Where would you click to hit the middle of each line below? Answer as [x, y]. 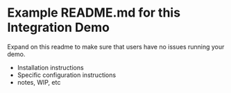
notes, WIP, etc [39, 82]
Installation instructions [51, 67]
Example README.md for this [94, 13]
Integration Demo [58, 27]
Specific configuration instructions [67, 75]
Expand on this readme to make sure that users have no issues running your [116, 46]
